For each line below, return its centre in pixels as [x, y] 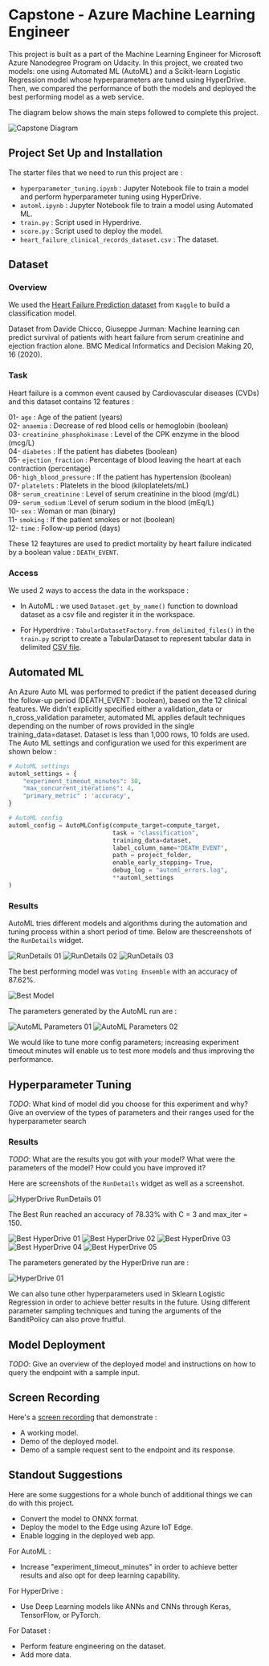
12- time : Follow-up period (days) [64, 528]
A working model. [49, 1432]
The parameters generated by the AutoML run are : [93, 1011]
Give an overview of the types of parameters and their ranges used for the [131, 1112]
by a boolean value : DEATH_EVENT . [63, 552]
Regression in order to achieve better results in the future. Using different [129, 1302]
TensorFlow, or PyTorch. [60, 1615]
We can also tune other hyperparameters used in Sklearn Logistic [117, 1294]
